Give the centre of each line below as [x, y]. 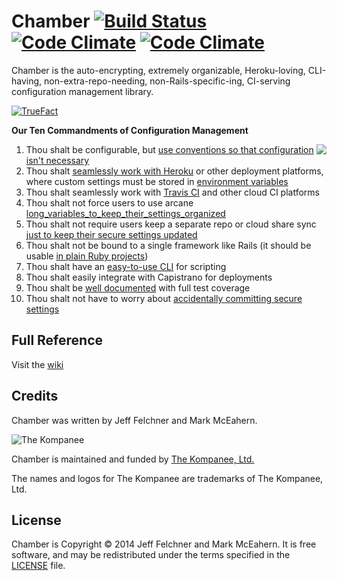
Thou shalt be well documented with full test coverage [138, 287]
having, [27, 81]
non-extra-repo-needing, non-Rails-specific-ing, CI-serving [167, 81]
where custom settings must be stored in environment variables [157, 181]
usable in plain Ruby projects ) [87, 256]
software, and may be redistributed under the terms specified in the [151, 555]
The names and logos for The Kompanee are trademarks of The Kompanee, [167, 478]
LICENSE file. [38, 566]
